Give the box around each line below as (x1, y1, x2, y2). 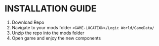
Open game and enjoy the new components (11, 35, 101, 41)
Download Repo (11, 19, 44, 25)
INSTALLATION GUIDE (4, 3, 97, 14)
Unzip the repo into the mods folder (11, 30, 84, 36)
